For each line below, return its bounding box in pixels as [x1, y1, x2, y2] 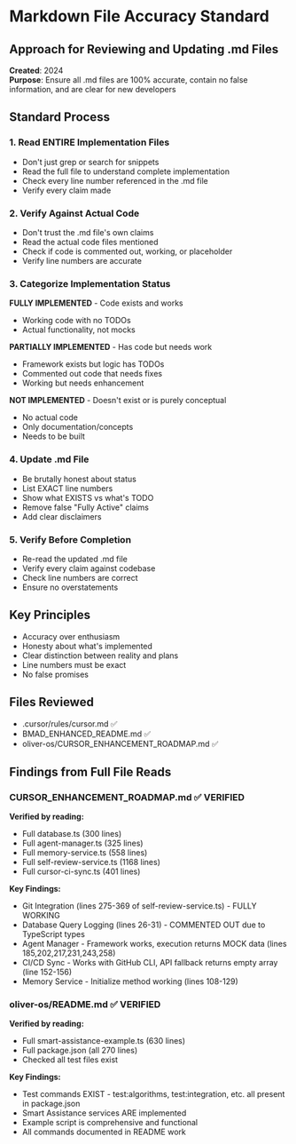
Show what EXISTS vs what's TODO [21, 492, 154, 503]
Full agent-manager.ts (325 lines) [21, 838, 144, 849]
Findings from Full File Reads [9, 764, 172, 779]
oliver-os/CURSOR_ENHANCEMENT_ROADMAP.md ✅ [21, 738, 219, 749]
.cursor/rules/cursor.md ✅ [21, 718, 118, 729]
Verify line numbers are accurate [21, 255, 142, 266]
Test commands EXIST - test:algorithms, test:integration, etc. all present [21, 1089, 285, 1100]
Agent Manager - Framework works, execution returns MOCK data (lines [21, 939, 287, 949]
